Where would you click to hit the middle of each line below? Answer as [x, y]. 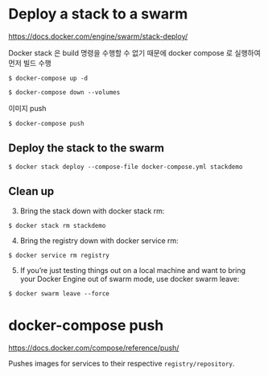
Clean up [31, 191]
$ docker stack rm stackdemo [57, 225]
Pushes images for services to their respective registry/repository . [122, 363]
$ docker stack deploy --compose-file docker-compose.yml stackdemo [126, 167]
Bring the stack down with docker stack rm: [92, 211]
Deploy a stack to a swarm [98, 14]
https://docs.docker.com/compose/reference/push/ [94, 348]
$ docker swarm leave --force [59, 293]
